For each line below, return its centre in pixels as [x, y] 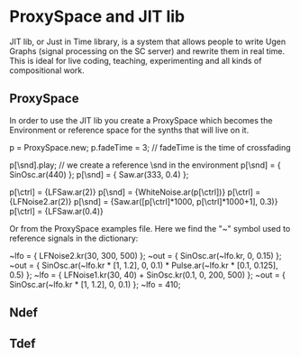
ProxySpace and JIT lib [97, 17]
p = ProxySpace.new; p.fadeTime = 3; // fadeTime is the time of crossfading [150, 147]
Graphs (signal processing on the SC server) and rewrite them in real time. [147, 50]
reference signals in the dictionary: [74, 238]
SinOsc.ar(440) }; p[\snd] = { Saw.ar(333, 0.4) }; [99, 174]
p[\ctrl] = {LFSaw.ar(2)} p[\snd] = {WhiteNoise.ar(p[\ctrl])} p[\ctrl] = [135, 192]
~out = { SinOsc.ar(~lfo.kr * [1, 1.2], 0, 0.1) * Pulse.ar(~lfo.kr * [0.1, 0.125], [144, 265]
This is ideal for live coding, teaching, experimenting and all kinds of [136, 60]
